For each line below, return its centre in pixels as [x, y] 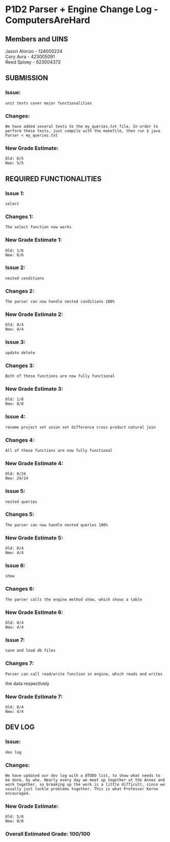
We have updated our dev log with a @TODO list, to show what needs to [83, 775]
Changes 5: [20, 514]
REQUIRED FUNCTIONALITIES [53, 179]
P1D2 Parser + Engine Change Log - [82, 9]
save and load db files [31, 650]
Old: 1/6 [15, 251]
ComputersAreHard [48, 20]
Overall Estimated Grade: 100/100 [48, 834]
